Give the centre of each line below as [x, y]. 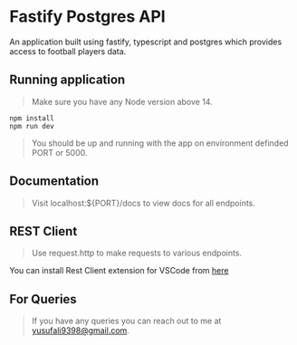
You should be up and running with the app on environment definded [160, 143]
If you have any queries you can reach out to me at [126, 321]
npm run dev [32, 126]
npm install [32, 118]
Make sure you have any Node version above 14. [122, 101]
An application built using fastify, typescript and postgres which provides [146, 42]
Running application [67, 80]
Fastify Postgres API [87, 17]
